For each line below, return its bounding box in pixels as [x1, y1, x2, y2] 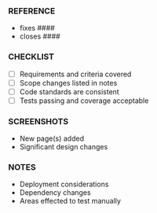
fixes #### [19, 24, 55, 33]
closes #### [19, 31, 60, 41]
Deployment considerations [19, 179, 109, 189]
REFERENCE [8, 6, 56, 17]
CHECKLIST [8, 51, 55, 62]
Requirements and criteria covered [19, 69, 132, 79]
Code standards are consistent [19, 86, 119, 96]
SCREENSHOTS [8, 116, 69, 127]
